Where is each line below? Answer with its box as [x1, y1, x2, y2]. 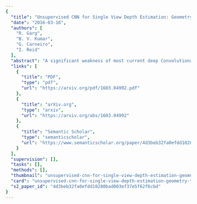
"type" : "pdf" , [21, 80, 59, 86]
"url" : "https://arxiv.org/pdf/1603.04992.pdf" [21, 85, 141, 91]
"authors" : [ [11, 25, 43, 31]
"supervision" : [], [11, 156, 59, 162]
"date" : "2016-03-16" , [11, 19, 66, 25]
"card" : [11, 178, 30, 184]
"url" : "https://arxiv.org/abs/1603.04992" [21, 112, 130, 118]
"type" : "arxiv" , [21, 107, 64, 113]
